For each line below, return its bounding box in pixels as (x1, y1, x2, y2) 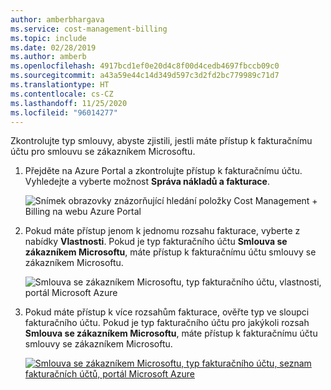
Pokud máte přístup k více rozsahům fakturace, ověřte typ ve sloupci (24, 306, 310, 318)
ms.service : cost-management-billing (10, 24, 168, 34)
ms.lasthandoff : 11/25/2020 (10, 98, 128, 108)
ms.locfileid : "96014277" (10, 107, 118, 118)
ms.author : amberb (10, 52, 87, 62)
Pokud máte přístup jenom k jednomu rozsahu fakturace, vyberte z (24, 225, 301, 237)
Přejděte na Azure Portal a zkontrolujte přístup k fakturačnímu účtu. (24, 165, 303, 177)
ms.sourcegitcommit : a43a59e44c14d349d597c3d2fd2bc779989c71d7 (10, 71, 280, 81)
